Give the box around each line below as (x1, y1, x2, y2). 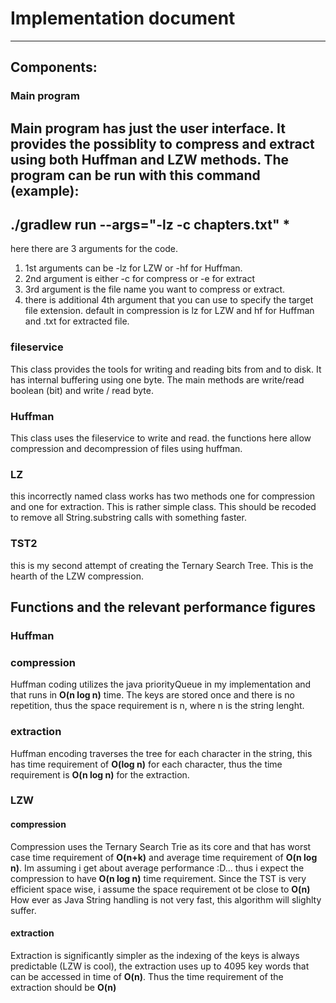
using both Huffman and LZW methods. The (10, 151, 290, 168)
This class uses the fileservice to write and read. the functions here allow (10, 432, 312, 444)
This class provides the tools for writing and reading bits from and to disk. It (10, 363, 322, 375)
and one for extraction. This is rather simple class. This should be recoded (10, 501, 317, 513)
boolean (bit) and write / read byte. (10, 384, 154, 396)
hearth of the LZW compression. (10, 570, 144, 582)
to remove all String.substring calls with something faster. (10, 512, 247, 524)
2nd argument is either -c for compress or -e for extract (24, 273, 256, 285)
